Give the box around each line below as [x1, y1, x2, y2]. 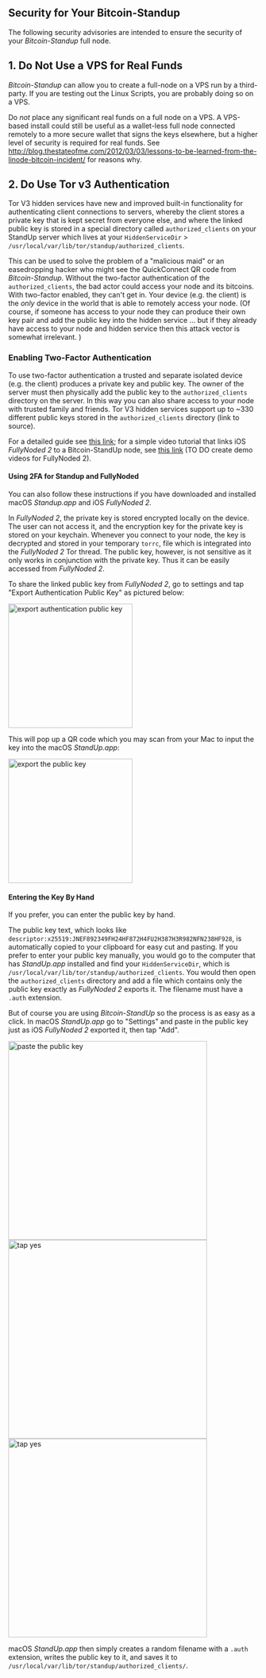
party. [8, 88, 28, 98]
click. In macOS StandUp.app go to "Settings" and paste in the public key [8, 1017, 249, 1027]
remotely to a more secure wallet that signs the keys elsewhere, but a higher [8, 129, 258, 138]
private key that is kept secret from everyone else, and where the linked [8, 216, 243, 225]
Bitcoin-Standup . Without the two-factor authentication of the [8, 274, 210, 283]
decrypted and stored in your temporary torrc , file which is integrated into [8, 538, 252, 548]
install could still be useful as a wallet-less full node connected [30, 121, 236, 130]
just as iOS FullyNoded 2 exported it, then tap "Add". [8, 1025, 180, 1035]
